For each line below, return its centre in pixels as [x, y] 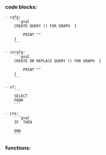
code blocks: [21, 7]
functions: [18, 148]
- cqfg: [13, 17]
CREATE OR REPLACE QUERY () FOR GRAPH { [57, 61]
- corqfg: [15, 52]
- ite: [12, 113]
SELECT [21, 96]
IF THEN [23, 122]
